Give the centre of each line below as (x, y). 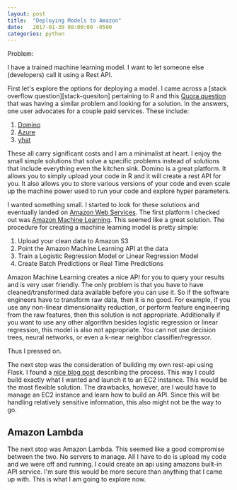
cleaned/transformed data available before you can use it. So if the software (118, 292)
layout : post (27, 14)
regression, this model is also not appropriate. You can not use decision (111, 330)
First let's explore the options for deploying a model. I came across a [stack (117, 88)
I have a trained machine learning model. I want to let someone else (106, 67)
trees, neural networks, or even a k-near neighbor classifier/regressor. (110, 337)
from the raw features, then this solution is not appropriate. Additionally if (114, 315)
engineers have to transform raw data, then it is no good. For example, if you (119, 300)
